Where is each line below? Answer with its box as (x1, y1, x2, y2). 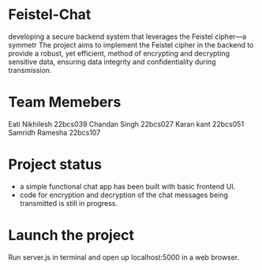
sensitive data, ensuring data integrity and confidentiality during (8, 57, 216, 67)
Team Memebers (8, 93, 122, 112)
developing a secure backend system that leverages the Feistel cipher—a (8, 32, 247, 41)
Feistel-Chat (8, 6, 92, 24)
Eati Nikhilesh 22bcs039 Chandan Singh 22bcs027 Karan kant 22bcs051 (8, 119, 245, 128)
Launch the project (8, 226, 135, 244)
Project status (8, 156, 103, 173)
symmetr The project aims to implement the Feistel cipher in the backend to (8, 40, 254, 49)
